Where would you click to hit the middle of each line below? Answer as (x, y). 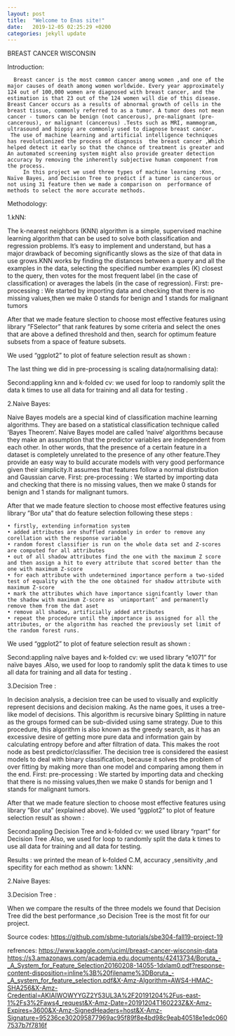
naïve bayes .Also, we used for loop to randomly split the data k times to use (117, 665)
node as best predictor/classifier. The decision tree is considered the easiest (118, 752)
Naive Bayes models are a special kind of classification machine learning (112, 417)
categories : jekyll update (47, 33)
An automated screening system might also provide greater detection (111, 154)
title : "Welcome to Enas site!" (56, 20)
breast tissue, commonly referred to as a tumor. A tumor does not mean (116, 111)
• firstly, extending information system (69, 526)
